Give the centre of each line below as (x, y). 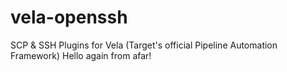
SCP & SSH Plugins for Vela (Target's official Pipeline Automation (144, 45)
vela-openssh (69, 17)
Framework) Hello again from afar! (81, 55)
